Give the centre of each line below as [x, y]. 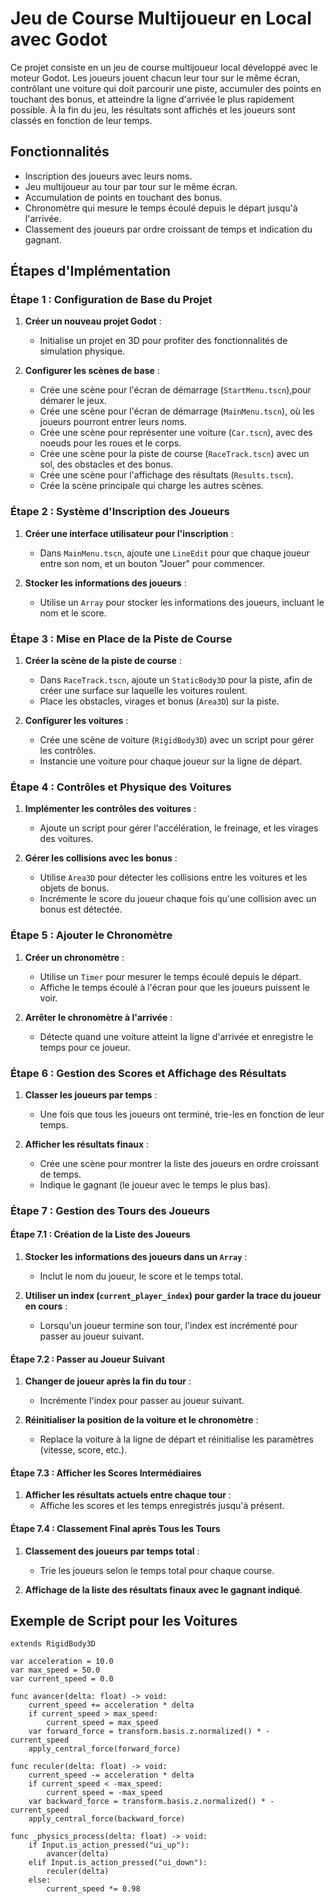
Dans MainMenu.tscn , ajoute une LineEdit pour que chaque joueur [174, 553]
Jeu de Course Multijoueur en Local [161, 18]
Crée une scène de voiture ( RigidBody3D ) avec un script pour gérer [177, 740]
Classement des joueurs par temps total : [112, 1551]
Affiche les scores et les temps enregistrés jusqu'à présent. [162, 1506]
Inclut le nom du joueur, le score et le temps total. [141, 1276]
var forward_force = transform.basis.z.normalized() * [145, 1732]
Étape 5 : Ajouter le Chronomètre [91, 935]
